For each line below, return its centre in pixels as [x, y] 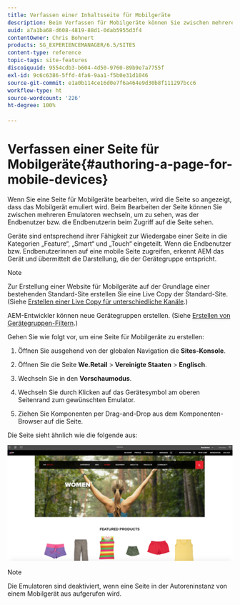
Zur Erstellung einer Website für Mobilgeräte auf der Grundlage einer [109, 286]
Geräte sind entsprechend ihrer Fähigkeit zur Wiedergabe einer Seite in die [117, 236]
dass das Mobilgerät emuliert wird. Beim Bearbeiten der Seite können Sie [115, 206]
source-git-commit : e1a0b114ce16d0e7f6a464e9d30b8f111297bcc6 [102, 83]
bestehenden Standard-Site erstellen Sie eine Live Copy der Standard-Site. [118, 294]
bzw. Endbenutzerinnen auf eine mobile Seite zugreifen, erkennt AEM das [116, 251]
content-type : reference [44, 53]
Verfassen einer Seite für [83, 149]
